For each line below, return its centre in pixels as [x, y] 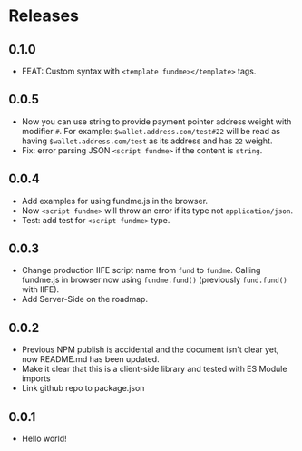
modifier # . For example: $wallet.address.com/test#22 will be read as [151, 131]
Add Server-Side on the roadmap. [85, 299]
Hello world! [44, 439]
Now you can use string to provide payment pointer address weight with [156, 121]
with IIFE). [40, 289]
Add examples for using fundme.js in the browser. [115, 201]
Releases [44, 16]
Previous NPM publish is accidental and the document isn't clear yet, [150, 349]
